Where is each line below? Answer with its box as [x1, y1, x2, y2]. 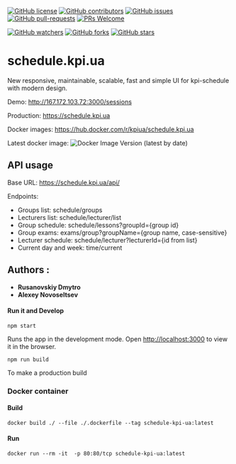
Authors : [7, 264, 50, 276]
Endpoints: [7, 192, 39, 200]
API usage [7, 160, 53, 172]
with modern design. [7, 84, 68, 92]
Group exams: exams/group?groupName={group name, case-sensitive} [17, 228, 227, 237]
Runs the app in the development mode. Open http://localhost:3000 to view [7, 334, 228, 343]
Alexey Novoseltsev [17, 290, 79, 299]
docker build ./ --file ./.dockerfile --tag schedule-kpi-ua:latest [7, 419, 214, 426]
